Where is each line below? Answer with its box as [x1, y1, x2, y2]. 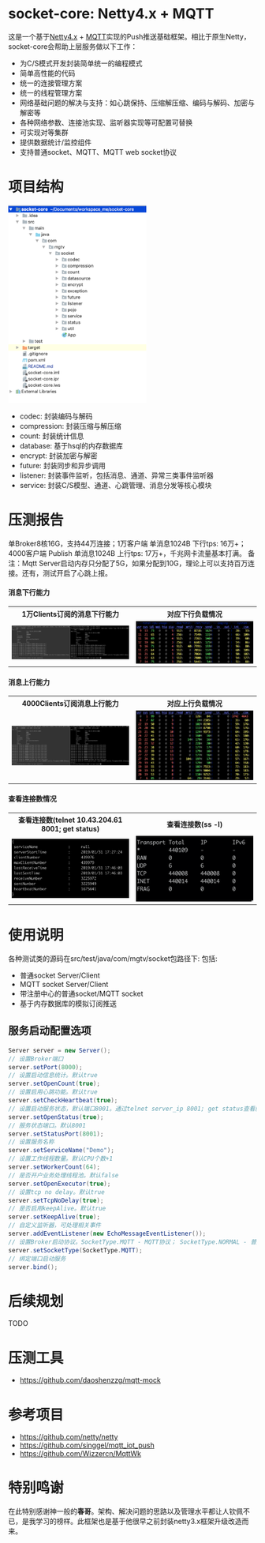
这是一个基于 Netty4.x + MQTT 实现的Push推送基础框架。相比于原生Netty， [8, 32, 251, 41]
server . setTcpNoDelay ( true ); [8, 1196, 104, 1204]
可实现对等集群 [19, 127, 69, 137]
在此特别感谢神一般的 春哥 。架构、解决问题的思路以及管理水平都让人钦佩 [8, 1507, 243, 1516]
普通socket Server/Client [19, 970, 100, 980]
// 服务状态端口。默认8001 [8, 1121, 87, 1129]
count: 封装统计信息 [19, 431, 84, 441]
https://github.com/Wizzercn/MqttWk [19, 1449, 142, 1459]
